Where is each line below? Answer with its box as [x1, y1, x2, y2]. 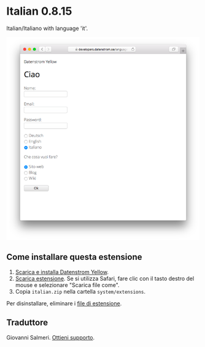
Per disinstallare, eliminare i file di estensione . [6, 299, 122, 307]
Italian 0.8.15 [6, 4, 72, 18]
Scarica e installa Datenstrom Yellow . [15, 268, 109, 275]
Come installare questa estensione [6, 252, 142, 262]
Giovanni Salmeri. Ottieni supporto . [6, 334, 95, 341]
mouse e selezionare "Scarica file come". [15, 281, 120, 289]
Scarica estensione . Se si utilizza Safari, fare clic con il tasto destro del [15, 275, 195, 282]
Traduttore [6, 318, 48, 328]
